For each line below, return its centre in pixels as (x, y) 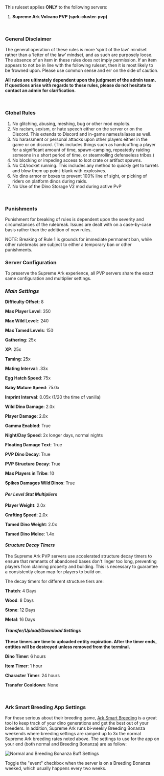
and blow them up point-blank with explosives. (59, 171)
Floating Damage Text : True (34, 445)
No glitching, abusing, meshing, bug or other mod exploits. (71, 124)
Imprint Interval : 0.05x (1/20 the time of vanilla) (53, 397)
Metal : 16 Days (20, 619)
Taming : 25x (18, 359)
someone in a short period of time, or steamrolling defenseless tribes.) (83, 155)
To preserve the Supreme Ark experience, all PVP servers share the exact (79, 273)
